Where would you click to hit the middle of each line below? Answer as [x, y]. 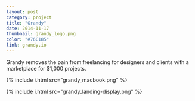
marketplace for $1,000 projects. [46, 68]
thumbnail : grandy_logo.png [41, 34]
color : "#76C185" [28, 39]
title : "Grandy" [26, 23]
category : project [29, 17]
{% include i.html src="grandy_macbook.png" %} [67, 80]
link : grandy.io [26, 45]
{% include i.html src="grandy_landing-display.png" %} [74, 91]
